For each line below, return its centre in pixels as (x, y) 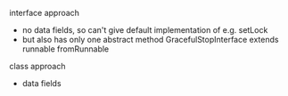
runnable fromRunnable (66, 49)
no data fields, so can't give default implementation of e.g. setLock (145, 30)
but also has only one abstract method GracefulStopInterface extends (150, 40)
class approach (37, 66)
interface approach (45, 13)
